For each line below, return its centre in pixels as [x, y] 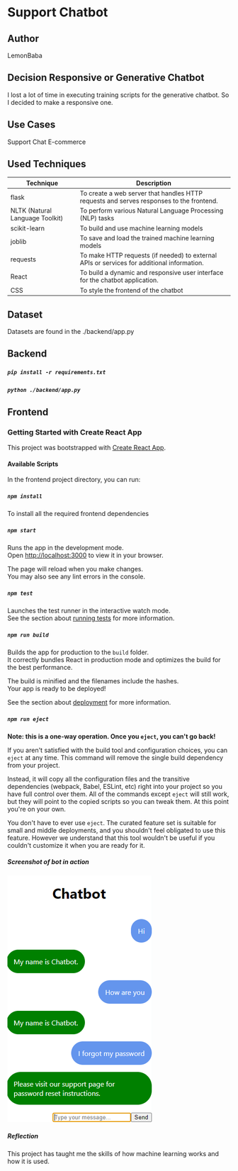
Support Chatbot [58, 12]
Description [153, 183]
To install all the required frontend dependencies [78, 514]
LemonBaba [25, 55]
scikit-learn [27, 228]
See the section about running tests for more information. [91, 618]
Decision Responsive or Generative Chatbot [106, 78]
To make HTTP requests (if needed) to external [148, 255]
